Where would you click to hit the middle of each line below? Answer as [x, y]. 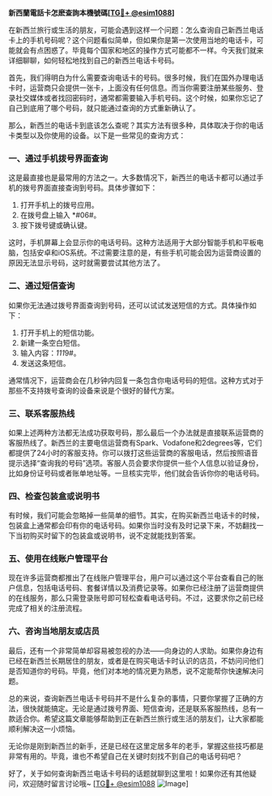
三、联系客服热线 [42, 413]
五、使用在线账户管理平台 [58, 559]
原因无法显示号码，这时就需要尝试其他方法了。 [86, 263]
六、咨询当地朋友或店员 [54, 631]
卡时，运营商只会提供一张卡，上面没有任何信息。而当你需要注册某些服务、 [132, 88]
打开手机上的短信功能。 [59, 333]
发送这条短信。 [45, 363]
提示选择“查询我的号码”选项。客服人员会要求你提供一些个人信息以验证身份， [136, 463]
